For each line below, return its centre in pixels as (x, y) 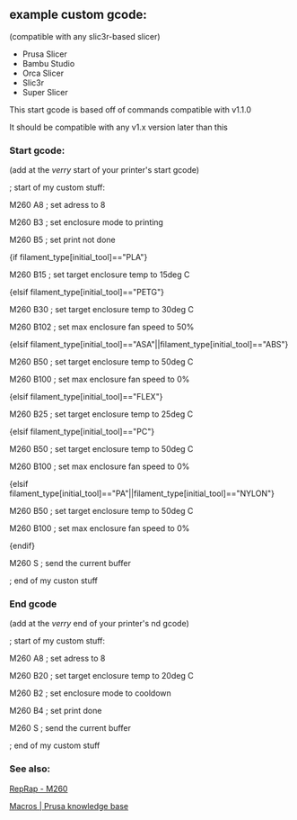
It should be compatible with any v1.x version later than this (119, 127)
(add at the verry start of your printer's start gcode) (105, 170)
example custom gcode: (78, 15)
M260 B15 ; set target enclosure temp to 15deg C (100, 275)
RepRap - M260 (39, 788)
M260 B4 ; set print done (56, 711)
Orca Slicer (43, 73)
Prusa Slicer (44, 54)
